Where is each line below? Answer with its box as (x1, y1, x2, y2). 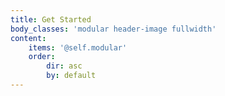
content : (10, 33, 47, 43)
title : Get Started (10, 14, 92, 25)
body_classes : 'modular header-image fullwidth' (10, 24, 217, 34)
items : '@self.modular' (28, 42, 128, 53)
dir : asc (46, 61, 83, 71)
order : (28, 52, 56, 62)
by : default (46, 71, 97, 81)
